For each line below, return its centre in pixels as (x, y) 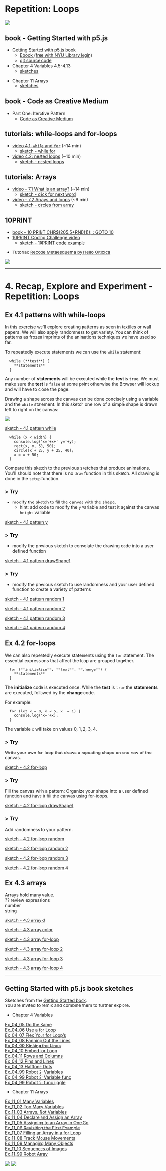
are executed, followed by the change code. (50, 692)
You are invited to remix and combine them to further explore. (68, 1005)
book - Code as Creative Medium (57, 102)
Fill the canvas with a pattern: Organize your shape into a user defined (77, 791)
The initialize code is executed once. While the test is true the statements (82, 687)
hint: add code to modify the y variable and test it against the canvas (89, 507)
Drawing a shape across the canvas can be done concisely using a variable (82, 399)
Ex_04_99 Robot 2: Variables (34, 1072)
